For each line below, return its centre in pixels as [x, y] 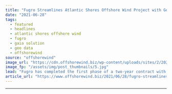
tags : [11, 19]
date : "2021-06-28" [26, 15]
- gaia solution [27, 43]
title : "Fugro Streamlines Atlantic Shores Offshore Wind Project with [83, 10]
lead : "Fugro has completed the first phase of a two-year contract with [86, 72]
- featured [21, 24]
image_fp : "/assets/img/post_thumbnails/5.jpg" [57, 67]
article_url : [19, 77]
